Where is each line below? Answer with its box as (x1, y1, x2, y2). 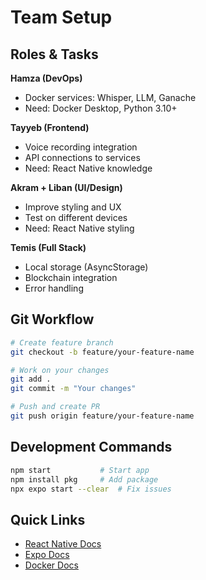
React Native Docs (24, 538, 102, 550)
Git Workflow (10, 311, 95, 328)
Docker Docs (24, 559, 79, 571)
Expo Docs (24, 549, 70, 561)
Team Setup (10, 6, 113, 29)
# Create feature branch (10, 337, 114, 348)
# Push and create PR (10, 402, 101, 412)
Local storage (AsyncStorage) (24, 261, 149, 273)
